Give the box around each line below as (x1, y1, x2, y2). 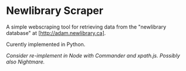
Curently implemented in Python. (6, 41, 86, 48)
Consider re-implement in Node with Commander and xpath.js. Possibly (6, 52, 180, 59)
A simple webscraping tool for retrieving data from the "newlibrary (6, 23, 167, 30)
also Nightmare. (6, 58, 45, 65)
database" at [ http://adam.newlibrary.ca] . (6, 29, 106, 36)
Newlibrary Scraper (6, 4, 104, 17)
